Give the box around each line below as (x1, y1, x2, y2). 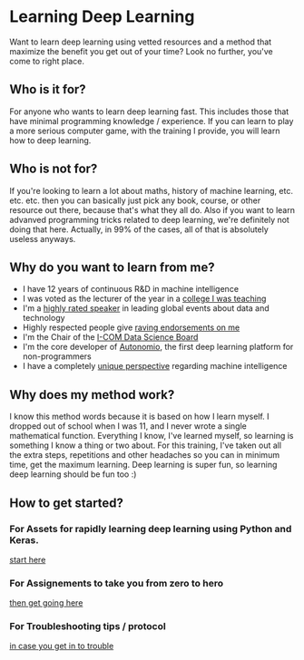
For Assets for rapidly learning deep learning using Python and (9, 522, 292, 535)
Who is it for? (9, 82, 86, 97)
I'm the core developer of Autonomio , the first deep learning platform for (22, 342, 294, 353)
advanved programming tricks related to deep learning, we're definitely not (9, 214, 290, 225)
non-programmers (22, 351, 93, 362)
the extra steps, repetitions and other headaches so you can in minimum (9, 450, 279, 461)
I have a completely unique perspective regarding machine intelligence (22, 361, 288, 372)
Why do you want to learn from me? (9, 259, 215, 275)
